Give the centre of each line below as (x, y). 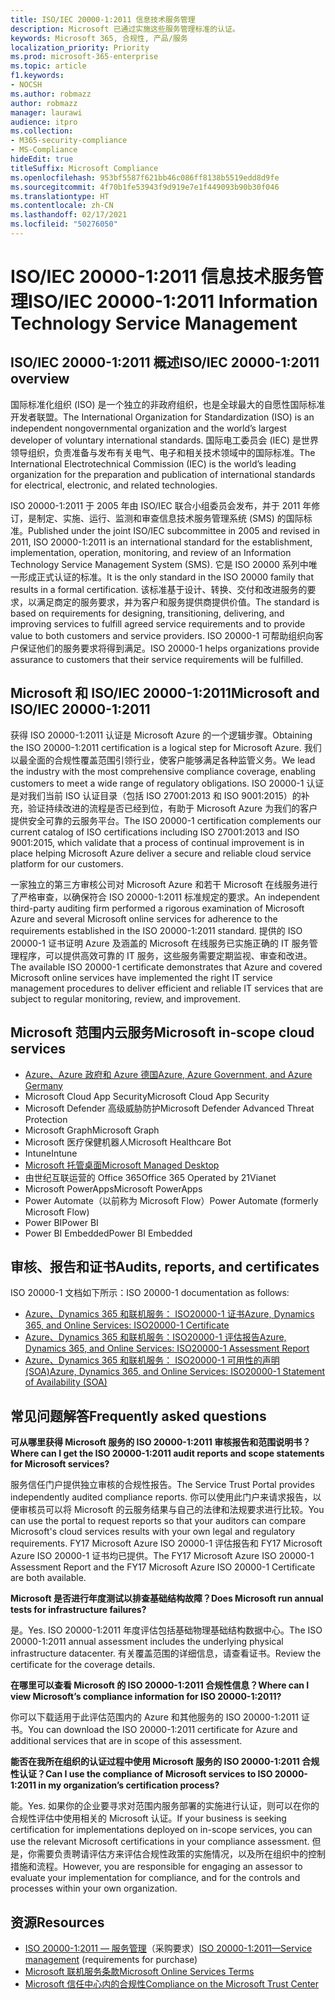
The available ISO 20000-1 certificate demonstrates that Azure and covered (166, 967)
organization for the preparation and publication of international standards (163, 474)
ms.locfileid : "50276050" (64, 224)
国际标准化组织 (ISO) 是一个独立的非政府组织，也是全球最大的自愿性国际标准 (168, 404)
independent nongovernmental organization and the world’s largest (148, 428)
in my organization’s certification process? (129, 1785)
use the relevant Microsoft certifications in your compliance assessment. (160, 1842)
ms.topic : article (48, 66)
